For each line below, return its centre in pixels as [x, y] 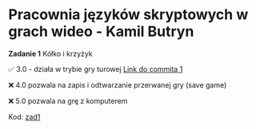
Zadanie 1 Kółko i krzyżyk [51, 53]
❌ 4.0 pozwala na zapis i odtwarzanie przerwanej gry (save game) [118, 84]
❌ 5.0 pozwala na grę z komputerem [68, 100]
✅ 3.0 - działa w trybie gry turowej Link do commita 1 [96, 68]
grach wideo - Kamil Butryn [101, 31]
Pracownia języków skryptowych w [128, 15]
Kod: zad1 [24, 116]
